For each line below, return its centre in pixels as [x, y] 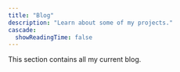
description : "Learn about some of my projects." [91, 23]
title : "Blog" [31, 15]
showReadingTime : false [54, 37]
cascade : [22, 30]
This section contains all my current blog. [75, 59]
